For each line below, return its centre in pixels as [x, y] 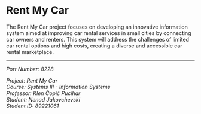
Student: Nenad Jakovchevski [43, 99]
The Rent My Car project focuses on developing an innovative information [97, 27]
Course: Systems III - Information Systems [58, 87]
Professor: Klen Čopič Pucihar [43, 93]
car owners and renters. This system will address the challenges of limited [98, 39]
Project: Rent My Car [32, 80]
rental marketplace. [30, 52]
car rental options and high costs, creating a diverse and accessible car [94, 46]
